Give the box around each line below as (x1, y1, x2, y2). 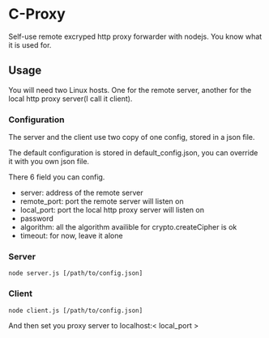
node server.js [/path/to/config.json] (8, 269, 143, 277)
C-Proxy (8, 5, 66, 23)
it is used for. (8, 40, 52, 49)
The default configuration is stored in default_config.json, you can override (8, 148, 258, 158)
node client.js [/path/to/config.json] (8, 306, 143, 315)
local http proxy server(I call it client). (8, 94, 133, 104)
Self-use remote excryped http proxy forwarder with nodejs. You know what (8, 32, 263, 41)
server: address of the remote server (19, 188, 143, 198)
